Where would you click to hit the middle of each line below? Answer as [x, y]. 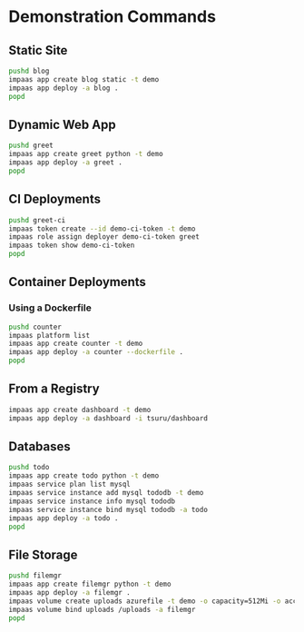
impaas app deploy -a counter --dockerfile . [96, 352]
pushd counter [35, 327]
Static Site [38, 50]
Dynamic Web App [62, 124]
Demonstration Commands [113, 17]
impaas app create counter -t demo [76, 344]
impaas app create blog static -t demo [84, 79]
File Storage [43, 554]
